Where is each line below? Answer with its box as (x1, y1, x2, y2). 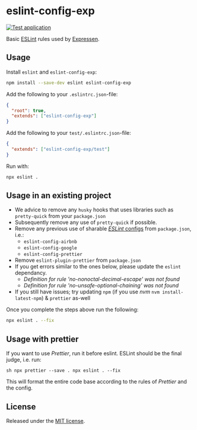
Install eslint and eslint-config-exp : (6, 68, 97, 75)
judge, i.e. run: (6, 356, 42, 363)
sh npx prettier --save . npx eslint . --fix (6, 368, 120, 374)
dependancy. (14, 269, 47, 277)
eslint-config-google (23, 245, 77, 251)
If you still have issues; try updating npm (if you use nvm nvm (14, 288, 160, 295)
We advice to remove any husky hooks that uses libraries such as (14, 206, 174, 213)
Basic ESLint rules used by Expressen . (6, 35, 100, 42)
